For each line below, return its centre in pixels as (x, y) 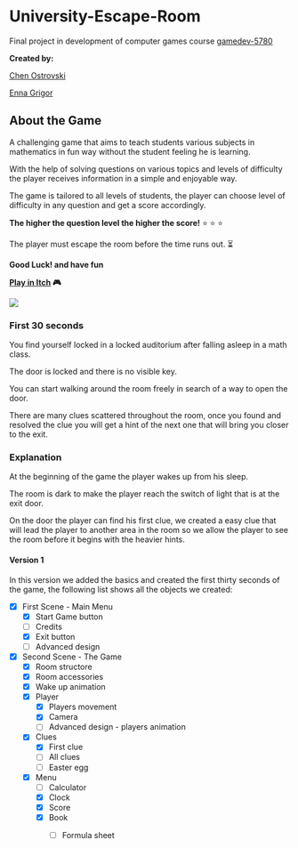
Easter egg (68, 767)
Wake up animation (71, 687)
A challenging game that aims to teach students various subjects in (132, 142)
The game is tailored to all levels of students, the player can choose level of (148, 195)
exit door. (27, 504)
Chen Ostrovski (38, 75)
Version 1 (27, 560)
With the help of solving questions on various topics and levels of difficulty (146, 169)
